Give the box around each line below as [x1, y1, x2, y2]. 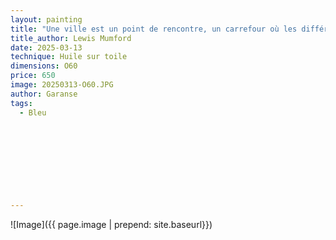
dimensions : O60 [10, 61, 78, 71]
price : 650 [10, 71, 56, 81]
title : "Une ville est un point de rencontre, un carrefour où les [10, 24, 298, 34]
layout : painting [10, 14, 83, 25]
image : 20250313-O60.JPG [10, 80, 114, 90]
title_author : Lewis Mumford [10, 33, 132, 43]
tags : [10, 98, 33, 108]
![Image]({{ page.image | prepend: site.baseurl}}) [10, 219, 213, 231]
